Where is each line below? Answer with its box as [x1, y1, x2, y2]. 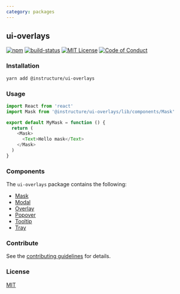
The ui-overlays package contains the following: [6, 181, 127, 188]
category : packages [6, 8, 55, 15]
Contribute [6, 239, 39, 247]
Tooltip [14, 218, 32, 225]
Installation [6, 62, 40, 70]
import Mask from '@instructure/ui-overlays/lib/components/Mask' [6, 108, 175, 114]
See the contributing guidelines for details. [6, 253, 111, 260]
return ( [11, 125, 33, 131]
